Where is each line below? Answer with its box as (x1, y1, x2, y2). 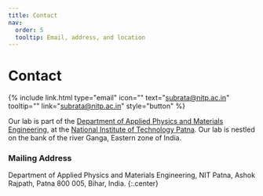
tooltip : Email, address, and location (15, 33, 146, 42)
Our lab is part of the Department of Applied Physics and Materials (8, 117, 224, 126)
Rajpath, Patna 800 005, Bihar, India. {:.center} (8, 179, 159, 188)
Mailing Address (8, 153, 72, 164)
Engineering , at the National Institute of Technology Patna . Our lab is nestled (8, 125, 255, 134)
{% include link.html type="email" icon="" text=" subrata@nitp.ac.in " (8, 93, 230, 103)
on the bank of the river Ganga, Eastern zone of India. (8, 133, 182, 143)
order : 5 (15, 26, 44, 34)
